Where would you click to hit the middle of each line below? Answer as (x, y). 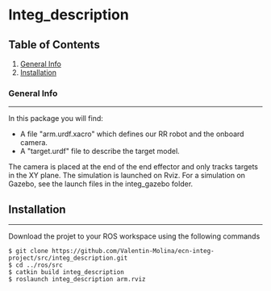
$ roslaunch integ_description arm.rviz (77, 280)
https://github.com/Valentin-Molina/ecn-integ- (133, 252)
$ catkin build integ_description (67, 272)
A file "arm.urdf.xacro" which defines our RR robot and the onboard (132, 134)
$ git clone (28, 252)
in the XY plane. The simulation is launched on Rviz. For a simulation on (127, 176)
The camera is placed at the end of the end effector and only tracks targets (133, 167)
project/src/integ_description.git (68, 258)
